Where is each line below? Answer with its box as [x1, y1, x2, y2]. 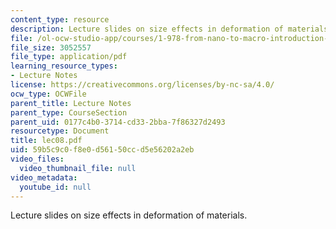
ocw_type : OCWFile [10, 89, 87, 99]
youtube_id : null [19, 182, 92, 192]
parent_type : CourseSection [10, 107, 128, 118]
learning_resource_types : [10, 61, 118, 71]
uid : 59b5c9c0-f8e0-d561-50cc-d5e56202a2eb [10, 145, 195, 155]
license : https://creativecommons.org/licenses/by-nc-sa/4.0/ [10, 80, 275, 90]
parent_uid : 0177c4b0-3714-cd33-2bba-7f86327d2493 [10, 117, 226, 127]
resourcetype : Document [10, 126, 110, 136]
